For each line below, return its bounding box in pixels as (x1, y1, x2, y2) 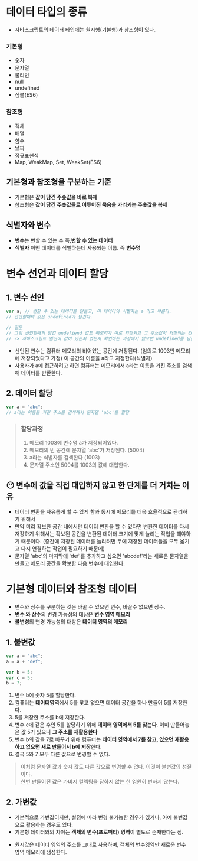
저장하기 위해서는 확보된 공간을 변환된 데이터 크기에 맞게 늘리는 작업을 (14, 530, 176, 537)
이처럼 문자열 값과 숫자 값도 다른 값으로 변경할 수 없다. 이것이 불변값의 (20, 763, 181, 771)
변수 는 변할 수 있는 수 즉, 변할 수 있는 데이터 (14, 237, 113, 244)
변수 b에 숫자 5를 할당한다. (14, 692, 77, 699)
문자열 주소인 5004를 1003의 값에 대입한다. (29, 461, 130, 468)
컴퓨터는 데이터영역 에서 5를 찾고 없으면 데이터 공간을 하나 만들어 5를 (14, 699, 172, 706)
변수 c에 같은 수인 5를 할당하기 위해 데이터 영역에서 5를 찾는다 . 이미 (14, 721, 170, 728)
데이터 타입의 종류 (6, 5, 87, 19)
